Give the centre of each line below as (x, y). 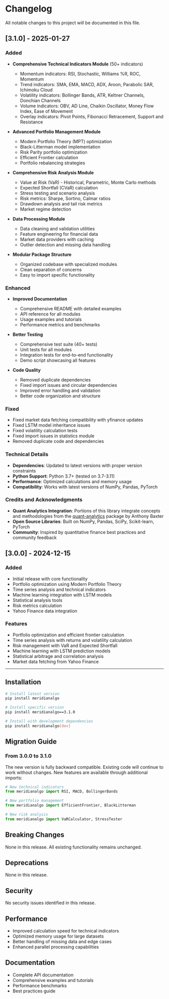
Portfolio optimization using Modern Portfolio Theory (67, 584)
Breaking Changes (35, 835)
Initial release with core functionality (50, 579)
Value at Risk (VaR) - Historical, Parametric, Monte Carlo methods (88, 182)
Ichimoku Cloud (36, 90)
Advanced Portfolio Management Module (57, 131)
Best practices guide (34, 991)
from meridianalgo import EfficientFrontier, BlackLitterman (71, 806)
